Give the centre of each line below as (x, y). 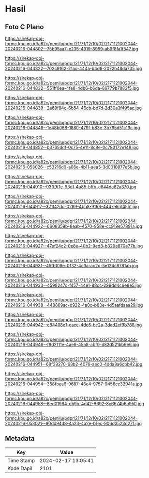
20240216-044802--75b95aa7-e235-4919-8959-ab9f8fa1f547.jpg (72, 49)
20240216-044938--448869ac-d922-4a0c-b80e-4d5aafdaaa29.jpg (74, 305)
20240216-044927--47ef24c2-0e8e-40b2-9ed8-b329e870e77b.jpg (74, 246)
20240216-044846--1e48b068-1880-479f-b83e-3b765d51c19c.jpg (73, 128)
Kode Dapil (20, 468)
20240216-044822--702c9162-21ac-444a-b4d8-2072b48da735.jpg (74, 68)
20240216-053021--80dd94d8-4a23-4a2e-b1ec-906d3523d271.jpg (73, 423)
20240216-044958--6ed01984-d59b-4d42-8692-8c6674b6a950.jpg (74, 404)
